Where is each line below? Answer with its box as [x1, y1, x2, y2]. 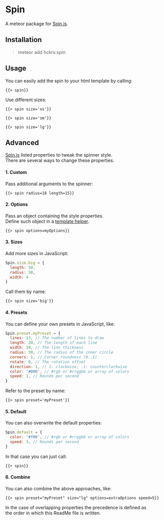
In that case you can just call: [5, 453, 67, 459]
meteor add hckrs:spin [17, 49, 66, 55]
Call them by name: [5, 288, 46, 295]
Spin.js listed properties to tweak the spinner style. [5, 152, 113, 158]
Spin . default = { [5, 430, 43, 435]
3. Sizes [5, 239, 23, 245]
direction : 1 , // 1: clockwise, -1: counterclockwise [10, 364, 127, 369]
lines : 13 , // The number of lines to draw [10, 335, 104, 341]
